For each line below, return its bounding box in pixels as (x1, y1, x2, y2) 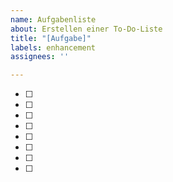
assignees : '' (10, 52, 70, 62)
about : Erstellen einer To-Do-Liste (10, 24, 163, 34)
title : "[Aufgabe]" (10, 33, 92, 43)
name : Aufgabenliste (10, 14, 97, 25)
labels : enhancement (10, 42, 97, 53)
